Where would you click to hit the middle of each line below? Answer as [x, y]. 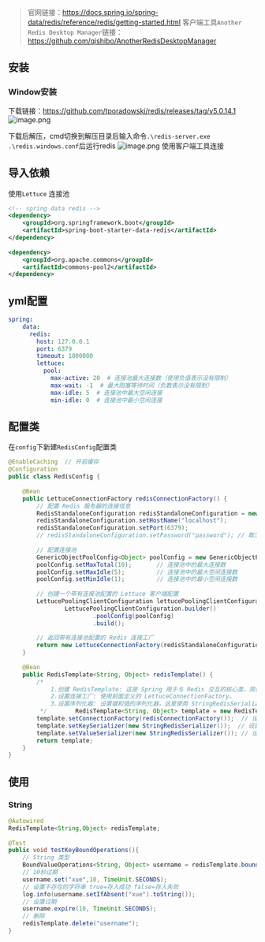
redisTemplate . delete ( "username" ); [81, 924]
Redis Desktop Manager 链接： [75, 32]
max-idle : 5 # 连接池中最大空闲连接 [106, 393]
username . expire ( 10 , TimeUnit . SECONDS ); [90, 909]
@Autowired [26, 821]
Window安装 [33, 92]
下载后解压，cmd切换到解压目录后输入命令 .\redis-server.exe [109, 136]
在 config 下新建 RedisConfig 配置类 [62, 447]
